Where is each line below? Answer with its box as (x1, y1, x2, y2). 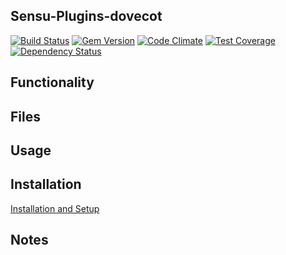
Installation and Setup (10, 202, 100, 214)
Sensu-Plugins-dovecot (10, 8, 163, 25)
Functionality (10, 74, 95, 91)
